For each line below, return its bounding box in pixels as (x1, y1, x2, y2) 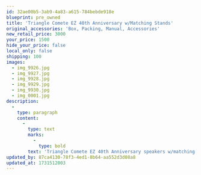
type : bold (38, 143, 66, 149)
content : (17, 115, 39, 121)
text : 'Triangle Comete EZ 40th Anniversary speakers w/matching (28, 149, 196, 155)
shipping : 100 (6, 54, 42, 60)
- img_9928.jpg (11, 76, 50, 82)
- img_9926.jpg (11, 64, 50, 71)
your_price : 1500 (6, 37, 50, 43)
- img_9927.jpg (11, 70, 50, 76)
